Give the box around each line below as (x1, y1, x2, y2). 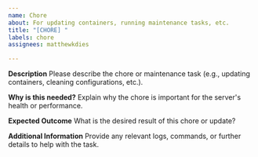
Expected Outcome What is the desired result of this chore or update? (8, 116, 236, 126)
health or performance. (8, 101, 83, 111)
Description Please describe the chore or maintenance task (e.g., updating (8, 69, 251, 78)
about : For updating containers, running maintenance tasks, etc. (8, 19, 230, 27)
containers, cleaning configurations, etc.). (8, 78, 144, 87)
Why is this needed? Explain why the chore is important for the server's (8, 93, 242, 102)
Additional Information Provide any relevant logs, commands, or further (8, 131, 242, 141)
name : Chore (8, 11, 47, 20)
